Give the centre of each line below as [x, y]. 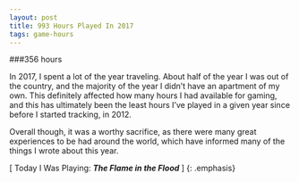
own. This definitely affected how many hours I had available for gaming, [143, 95]
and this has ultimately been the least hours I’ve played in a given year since [150, 105]
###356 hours [36, 60]
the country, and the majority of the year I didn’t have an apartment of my [145, 87]
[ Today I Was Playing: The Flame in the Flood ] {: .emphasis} [122, 168]
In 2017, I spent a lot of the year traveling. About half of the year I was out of [149, 77]
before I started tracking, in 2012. [71, 115]
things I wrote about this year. [64, 151]
